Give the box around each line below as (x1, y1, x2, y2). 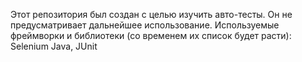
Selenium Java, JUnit (10, 40, 98, 52)
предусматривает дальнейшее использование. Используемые (10, 19, 280, 31)
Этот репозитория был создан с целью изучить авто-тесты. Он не (10, 9, 293, 20)
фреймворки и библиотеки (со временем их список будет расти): (10, 30, 292, 41)
